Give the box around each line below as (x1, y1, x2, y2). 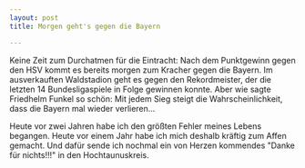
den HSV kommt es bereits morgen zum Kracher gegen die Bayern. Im (9, 64, 273, 75)
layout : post (9, 13, 59, 23)
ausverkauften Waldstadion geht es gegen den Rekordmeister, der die (9, 74, 271, 84)
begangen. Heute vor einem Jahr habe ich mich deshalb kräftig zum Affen (9, 130, 287, 141)
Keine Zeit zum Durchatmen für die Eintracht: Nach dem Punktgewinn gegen (9, 54, 296, 65)
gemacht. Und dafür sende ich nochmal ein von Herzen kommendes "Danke (9, 140, 296, 151)
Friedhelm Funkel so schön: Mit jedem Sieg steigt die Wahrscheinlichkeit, (9, 93, 283, 104)
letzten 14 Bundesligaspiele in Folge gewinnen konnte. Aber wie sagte (9, 84, 271, 94)
